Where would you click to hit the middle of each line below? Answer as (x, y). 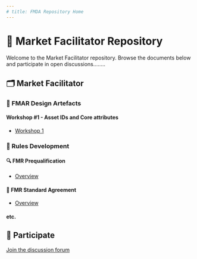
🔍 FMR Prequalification (36, 161)
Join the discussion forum (38, 249)
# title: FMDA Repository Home (45, 12)
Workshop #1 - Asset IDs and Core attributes (62, 117)
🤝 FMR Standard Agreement (41, 190)
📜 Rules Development (38, 146)
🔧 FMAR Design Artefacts (44, 103)
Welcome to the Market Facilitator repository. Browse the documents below (98, 58)
